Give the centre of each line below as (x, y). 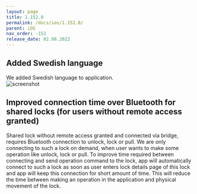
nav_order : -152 (26, 34)
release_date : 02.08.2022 (38, 39)
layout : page (22, 12)
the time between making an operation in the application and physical (91, 179)
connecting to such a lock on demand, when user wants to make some (93, 148)
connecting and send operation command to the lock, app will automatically (99, 160)
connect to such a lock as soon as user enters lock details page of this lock (98, 167)
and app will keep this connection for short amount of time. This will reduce (99, 173)
